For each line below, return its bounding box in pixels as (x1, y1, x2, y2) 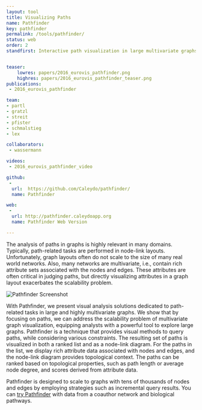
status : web (6, 37, 36, 43)
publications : (6, 81, 42, 87)
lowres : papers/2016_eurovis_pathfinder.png (17, 70, 130, 76)
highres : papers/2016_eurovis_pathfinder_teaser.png (17, 75, 152, 81)
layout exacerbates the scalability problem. (6, 279, 113, 286)
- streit (6, 114, 28, 120)
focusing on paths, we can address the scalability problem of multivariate (6, 315, 188, 322)
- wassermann (8, 147, 42, 153)
